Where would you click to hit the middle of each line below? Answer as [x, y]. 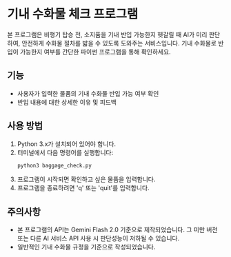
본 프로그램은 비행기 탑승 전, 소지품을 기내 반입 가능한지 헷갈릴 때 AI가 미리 [107, 34]
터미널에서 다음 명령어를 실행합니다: [65, 152]
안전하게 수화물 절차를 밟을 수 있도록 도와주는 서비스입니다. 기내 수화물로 [119, 43]
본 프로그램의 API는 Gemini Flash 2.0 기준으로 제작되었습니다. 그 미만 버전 [117, 230]
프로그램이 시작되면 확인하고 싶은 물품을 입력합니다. [86, 179]
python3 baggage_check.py [54, 165]
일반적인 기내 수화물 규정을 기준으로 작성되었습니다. [86, 247]
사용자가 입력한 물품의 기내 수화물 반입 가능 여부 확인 [88, 93]
